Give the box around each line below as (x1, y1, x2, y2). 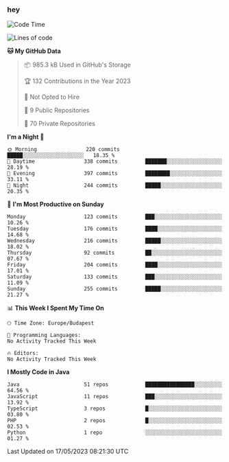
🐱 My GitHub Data (7, 47, 62, 56)
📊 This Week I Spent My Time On (7, 304, 104, 312)
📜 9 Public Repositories (23, 106, 90, 115)
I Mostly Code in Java (7, 368, 70, 376)
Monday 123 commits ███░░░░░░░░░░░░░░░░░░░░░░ (7, 213, 223, 220)
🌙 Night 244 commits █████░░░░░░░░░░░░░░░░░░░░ (7, 182, 223, 189)
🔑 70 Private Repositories (23, 119, 96, 128)
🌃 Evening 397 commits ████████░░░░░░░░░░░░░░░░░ (7, 170, 223, 177)
